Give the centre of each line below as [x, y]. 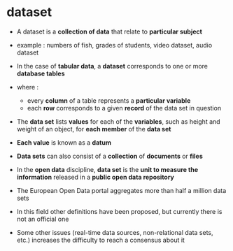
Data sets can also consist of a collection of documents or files [110, 156]
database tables [41, 73]
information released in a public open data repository [95, 177]
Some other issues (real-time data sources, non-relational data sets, [115, 232]
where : [28, 87]
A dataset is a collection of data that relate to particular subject [109, 31]
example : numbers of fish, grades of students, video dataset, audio [114, 45]
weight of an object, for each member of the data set [94, 129]
